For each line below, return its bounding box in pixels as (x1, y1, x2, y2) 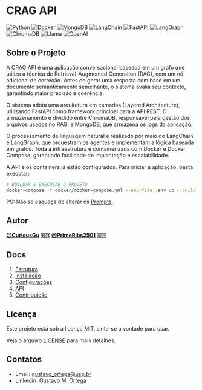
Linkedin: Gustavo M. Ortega (15, 377, 86, 384)
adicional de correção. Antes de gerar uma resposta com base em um (6, 76, 181, 84)
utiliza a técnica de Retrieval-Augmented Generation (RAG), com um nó (6, 70, 184, 78)
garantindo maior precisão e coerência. (6, 89, 105, 97)
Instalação (15, 272, 41, 279)
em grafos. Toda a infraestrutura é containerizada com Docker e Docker (6, 145, 186, 152)
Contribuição (15, 291, 48, 299)
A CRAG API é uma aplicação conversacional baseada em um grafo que (6, 64, 185, 71)
